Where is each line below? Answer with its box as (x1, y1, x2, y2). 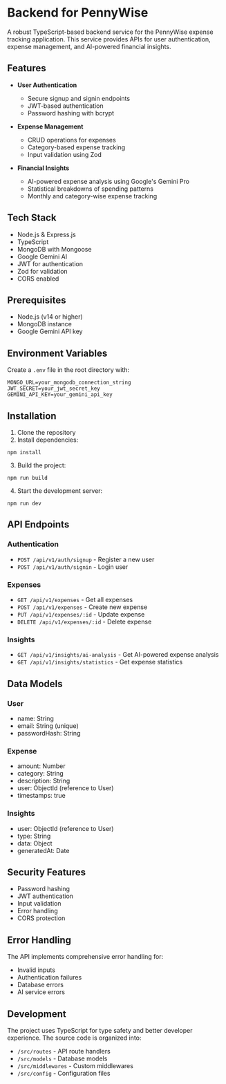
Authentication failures (17, 973, 82, 982)
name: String (17, 714, 54, 722)
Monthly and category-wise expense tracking (27, 191, 158, 200)
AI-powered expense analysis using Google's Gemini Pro (27, 177, 190, 185)
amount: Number (17, 762, 66, 770)
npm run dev (7, 500, 41, 507)
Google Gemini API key (17, 327, 83, 336)
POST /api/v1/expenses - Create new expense (17, 603, 148, 611)
